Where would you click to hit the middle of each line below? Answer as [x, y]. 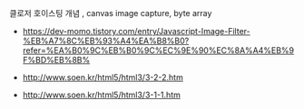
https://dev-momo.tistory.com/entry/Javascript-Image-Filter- [137, 31]
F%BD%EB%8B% [56, 60]
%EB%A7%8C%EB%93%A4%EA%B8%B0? [106, 41]
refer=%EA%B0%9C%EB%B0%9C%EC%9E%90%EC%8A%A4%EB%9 [158, 50]
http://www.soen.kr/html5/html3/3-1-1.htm [102, 95]
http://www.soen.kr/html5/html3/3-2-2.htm [103, 77]
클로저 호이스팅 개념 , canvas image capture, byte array [111, 13]
